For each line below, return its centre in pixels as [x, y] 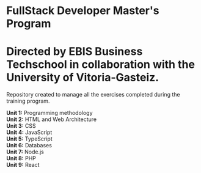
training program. [28, 101]
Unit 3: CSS [21, 126]
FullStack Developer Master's [83, 11]
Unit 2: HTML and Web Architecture [52, 119]
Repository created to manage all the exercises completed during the [93, 95]
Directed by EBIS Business [75, 52]
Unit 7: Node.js [25, 152]
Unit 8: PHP [21, 158]
